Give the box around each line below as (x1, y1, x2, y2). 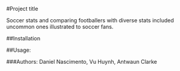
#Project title (6, 5, 38, 12)
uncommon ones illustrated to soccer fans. (6, 23, 114, 30)
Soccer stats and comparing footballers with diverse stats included (6, 17, 175, 23)
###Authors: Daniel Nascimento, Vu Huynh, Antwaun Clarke (6, 58, 157, 65)
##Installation (6, 35, 41, 42)
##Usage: (6, 46, 32, 54)
